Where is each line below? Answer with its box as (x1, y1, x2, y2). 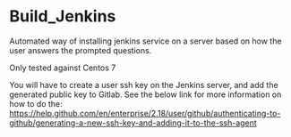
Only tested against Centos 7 (9, 62, 116, 73)
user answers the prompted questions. (9, 44, 152, 55)
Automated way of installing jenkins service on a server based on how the (9, 36, 282, 46)
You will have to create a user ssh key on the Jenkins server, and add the (9, 79, 279, 90)
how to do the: (9, 98, 63, 109)
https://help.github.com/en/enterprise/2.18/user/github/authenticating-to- (9, 108, 281, 118)
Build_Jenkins (9, 6, 116, 27)
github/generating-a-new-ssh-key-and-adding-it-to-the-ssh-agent (9, 117, 257, 128)
